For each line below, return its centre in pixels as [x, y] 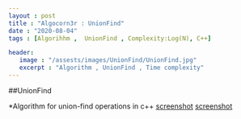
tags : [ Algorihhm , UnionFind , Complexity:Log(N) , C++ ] [110, 38]
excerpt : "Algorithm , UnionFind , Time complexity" [112, 68]
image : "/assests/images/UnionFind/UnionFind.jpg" [108, 60]
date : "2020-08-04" [43, 31]
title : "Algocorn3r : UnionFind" [67, 23]
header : [21, 53]
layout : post [32, 16]
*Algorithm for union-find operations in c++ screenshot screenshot [120, 106]
